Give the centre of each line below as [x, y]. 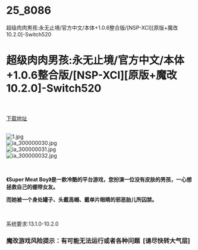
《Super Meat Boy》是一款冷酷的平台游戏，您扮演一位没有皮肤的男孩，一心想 [99, 179]
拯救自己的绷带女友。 [32, 187]
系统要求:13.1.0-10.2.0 [32, 224]
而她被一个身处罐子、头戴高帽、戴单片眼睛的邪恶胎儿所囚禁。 [82, 199]
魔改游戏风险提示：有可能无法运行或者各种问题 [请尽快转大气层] [98, 240]
